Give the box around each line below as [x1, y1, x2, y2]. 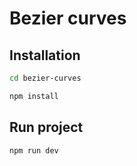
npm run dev [9, 145, 59, 156]
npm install [9, 91, 59, 101]
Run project [9, 119, 84, 136]
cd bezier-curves [9, 73, 82, 83]
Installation [9, 47, 81, 64]
